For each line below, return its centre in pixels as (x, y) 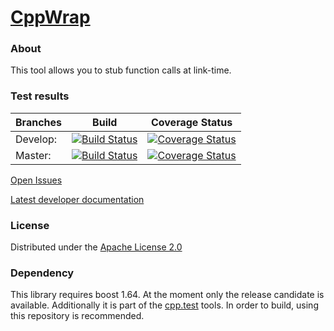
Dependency (42, 273)
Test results (40, 96)
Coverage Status (191, 122)
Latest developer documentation (77, 199)
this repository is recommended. (77, 316)
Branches (38, 122)
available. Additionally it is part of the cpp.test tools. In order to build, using (164, 305)
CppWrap (50, 17)
